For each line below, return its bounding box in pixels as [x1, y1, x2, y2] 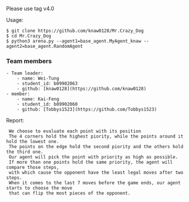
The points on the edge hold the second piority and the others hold [8, 144, 184, 150]
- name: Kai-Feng [17, 96, 60, 102]
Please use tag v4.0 [6, 5, 54, 12]
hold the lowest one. [6, 139, 60, 145]
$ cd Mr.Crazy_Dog [6, 33, 51, 39]
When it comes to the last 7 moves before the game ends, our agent [8, 180, 181, 186]
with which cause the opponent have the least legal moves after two [8, 170, 184, 176]
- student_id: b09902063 [17, 81, 78, 87]
